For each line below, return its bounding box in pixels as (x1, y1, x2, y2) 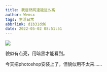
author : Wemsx (5, 12, 35, 17)
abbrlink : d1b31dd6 (5, 21, 47, 27)
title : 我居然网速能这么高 (5, 7, 56, 13)
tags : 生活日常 (5, 17, 34, 22)
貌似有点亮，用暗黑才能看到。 (5, 50, 67, 56)
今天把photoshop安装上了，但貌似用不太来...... (5, 61, 102, 67)
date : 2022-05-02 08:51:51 (5, 26, 62, 31)
